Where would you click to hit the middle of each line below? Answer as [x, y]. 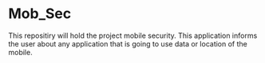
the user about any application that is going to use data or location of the [128, 43]
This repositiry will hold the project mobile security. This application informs [133, 35]
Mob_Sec [40, 14]
